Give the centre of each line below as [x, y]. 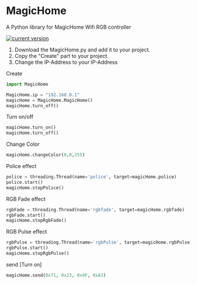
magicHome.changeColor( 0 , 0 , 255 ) [45, 155]
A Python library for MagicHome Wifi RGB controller [69, 27]
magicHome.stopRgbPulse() [38, 254]
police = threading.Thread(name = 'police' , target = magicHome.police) [91, 177]
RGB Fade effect [26, 199]
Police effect [21, 166]
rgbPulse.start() [27, 248]
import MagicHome [27, 84]
